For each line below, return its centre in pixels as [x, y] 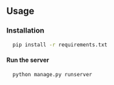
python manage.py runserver [53, 74]
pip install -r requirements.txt [60, 45]
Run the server [28, 60]
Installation [26, 31]
